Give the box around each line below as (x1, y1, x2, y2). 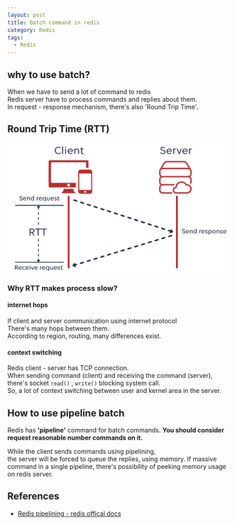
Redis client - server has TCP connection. (7, 364, 129, 372)
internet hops (7, 301, 48, 309)
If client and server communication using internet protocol (7, 317, 177, 325)
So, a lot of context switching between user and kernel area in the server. (7, 386, 221, 395)
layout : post (7, 11, 46, 18)
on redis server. (7, 470, 53, 479)
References (7, 490, 60, 502)
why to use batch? (7, 68, 91, 81)
